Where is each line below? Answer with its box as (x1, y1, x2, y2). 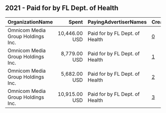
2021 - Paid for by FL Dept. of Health (5, 4, 119, 12)
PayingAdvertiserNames (87, 18, 147, 25)
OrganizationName (7, 18, 53, 25)
